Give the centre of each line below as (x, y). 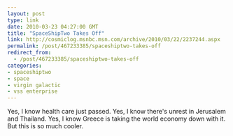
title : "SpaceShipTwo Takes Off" (56, 33)
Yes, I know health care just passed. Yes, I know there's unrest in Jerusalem (116, 112)
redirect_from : (29, 53)
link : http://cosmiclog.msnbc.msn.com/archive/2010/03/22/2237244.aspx (114, 40)
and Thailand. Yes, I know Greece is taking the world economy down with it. (116, 119)
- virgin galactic (34, 85)
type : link (23, 20)
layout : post (26, 14)
